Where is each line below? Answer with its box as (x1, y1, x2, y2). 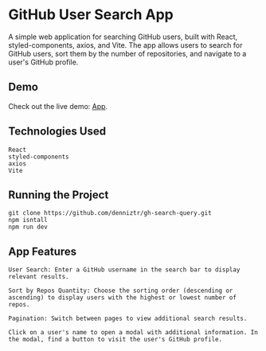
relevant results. (8, 273, 69, 281)
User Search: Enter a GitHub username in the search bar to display (8, 266, 241, 274)
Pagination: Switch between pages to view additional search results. (8, 314, 248, 323)
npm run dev (8, 223, 48, 232)
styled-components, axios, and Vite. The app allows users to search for (8, 40, 243, 49)
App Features (8, 244, 77, 258)
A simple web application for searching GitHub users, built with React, (8, 32, 238, 41)
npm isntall (8, 216, 48, 224)
